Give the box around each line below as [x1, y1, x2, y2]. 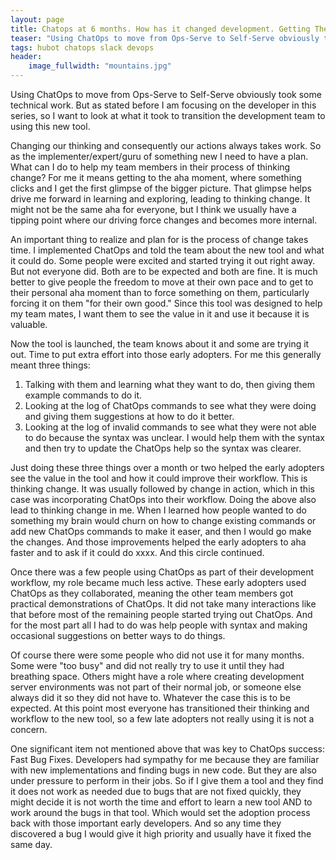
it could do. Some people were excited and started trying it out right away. [10, 255, 316, 266]
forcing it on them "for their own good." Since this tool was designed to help [10, 297, 323, 309]
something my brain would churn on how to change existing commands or [10, 515, 317, 526]
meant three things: [10, 359, 91, 371]
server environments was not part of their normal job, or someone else [10, 681, 302, 693]
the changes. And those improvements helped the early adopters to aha [10, 536, 307, 548]
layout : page [10, 14, 65, 25]
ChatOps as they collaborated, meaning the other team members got [10, 587, 294, 599]
